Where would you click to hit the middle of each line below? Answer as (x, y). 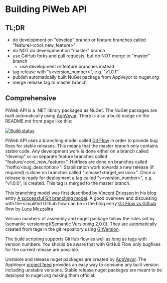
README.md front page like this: (39, 121)
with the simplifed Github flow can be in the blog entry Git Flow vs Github (81, 203)
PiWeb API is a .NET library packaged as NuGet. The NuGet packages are (81, 110)
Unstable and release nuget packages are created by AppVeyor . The (76, 259)
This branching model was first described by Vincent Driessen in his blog (81, 193)
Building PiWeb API (46, 9)
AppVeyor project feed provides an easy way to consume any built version (82, 264)
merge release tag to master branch (49, 82)
